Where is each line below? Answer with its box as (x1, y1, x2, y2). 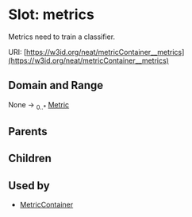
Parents (8, 125, 48, 138)
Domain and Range (8, 79, 104, 92)
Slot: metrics (8, 6, 95, 24)
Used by (8, 179, 50, 192)
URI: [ (8, 47, 27, 56)
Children (8, 152, 52, 165)
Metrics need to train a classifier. (8, 32, 116, 41)
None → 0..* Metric (8, 99, 70, 111)
